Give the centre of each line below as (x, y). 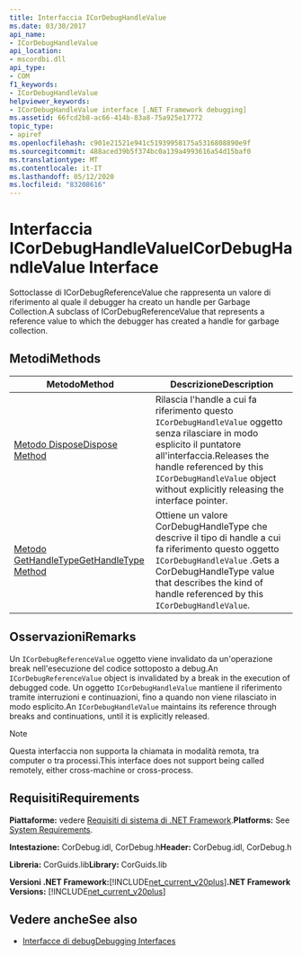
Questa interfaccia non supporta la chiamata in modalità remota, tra (134, 751)
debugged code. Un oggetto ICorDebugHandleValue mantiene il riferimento (146, 687)
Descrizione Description (222, 384)
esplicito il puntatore (198, 444)
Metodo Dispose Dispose (66, 444)
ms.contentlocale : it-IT (56, 168)
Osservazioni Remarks (73, 637)
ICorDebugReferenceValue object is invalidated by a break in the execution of (150, 678)
